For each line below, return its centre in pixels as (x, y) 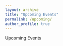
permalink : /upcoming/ (29, 19)
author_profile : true (28, 24)
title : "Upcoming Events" (32, 14)
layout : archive (22, 10)
